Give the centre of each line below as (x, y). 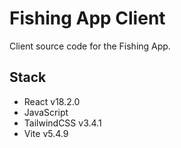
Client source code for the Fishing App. (90, 46)
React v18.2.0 (52, 101)
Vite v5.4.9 (46, 133)
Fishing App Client (87, 18)
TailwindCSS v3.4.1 (62, 123)
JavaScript (46, 112)
